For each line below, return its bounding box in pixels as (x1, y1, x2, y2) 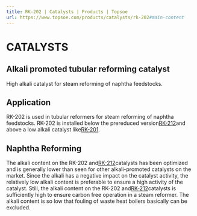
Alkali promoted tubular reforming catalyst (6, 64, 170, 74)
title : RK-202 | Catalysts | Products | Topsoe (6, 8, 128, 15)
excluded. (6, 204, 31, 211)
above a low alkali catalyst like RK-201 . (6, 126, 101, 133)
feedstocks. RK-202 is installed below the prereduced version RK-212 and (6, 119, 186, 127)
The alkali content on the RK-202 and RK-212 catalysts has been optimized (6, 160, 189, 167)
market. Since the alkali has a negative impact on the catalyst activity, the (6, 172, 189, 179)
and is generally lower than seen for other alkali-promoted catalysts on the (6, 166, 192, 173)
